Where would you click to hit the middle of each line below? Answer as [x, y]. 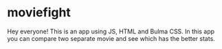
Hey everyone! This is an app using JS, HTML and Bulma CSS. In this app [111, 31]
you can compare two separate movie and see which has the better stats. [111, 38]
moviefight [39, 13]
